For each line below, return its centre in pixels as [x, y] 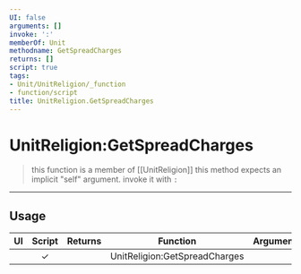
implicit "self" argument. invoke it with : [104, 179]
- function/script [43, 92]
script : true [34, 68]
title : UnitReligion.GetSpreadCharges [82, 101]
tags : [19, 76]
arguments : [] [36, 26]
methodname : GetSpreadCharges [66, 51]
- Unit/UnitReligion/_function [68, 84]
